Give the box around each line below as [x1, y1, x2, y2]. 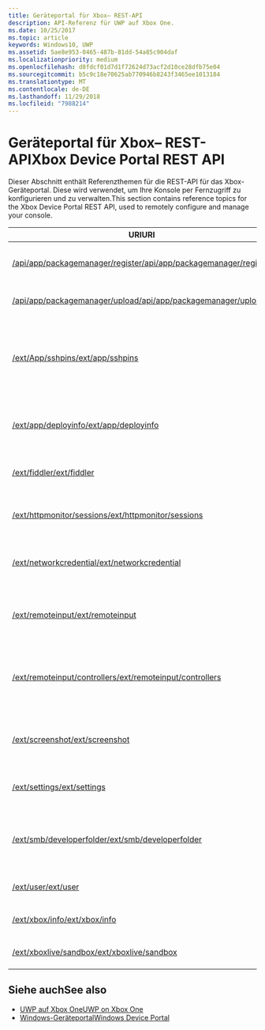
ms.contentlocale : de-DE [8, 85, 90, 93]
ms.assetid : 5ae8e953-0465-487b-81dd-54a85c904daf [8, 48, 178, 56]
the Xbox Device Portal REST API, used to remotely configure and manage [8, 203, 250, 212]
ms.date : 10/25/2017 [8, 26, 77, 34]
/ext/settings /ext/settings [12, 782, 106, 793]
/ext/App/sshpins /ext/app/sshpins [12, 353, 139, 364]
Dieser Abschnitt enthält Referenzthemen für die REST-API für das [8, 177, 223, 187]
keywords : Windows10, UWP [8, 41, 93, 49]
